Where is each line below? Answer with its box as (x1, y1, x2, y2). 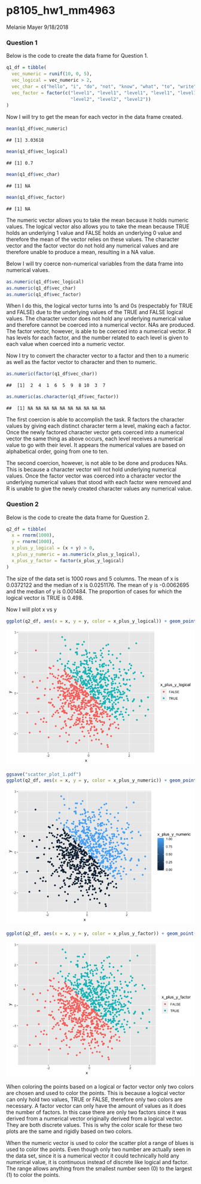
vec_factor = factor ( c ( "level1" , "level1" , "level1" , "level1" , (11, 90, 175, 96)
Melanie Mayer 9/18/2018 (6, 23, 69, 31)
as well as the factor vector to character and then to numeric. (6, 359, 157, 366)
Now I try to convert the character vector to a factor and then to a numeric (6, 352, 190, 359)
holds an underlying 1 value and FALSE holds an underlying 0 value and (6, 229, 182, 236)
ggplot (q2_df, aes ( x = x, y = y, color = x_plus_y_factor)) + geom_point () (6, 931, 199, 937)
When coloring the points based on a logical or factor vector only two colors (6, 1083, 194, 1090)
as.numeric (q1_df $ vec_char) (6, 285, 77, 291)
